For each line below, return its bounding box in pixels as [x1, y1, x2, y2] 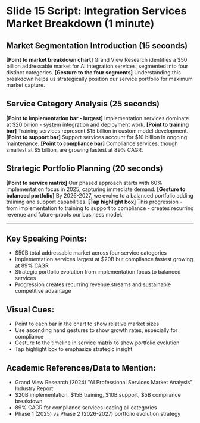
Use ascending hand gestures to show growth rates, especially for [14, 327, 178, 334]
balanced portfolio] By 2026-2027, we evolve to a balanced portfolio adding [6, 192, 194, 199]
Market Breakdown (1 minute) [6, 17, 155, 30]
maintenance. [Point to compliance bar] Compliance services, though [6, 140, 179, 147]
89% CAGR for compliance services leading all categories [14, 404, 157, 411]
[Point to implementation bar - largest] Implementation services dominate [6, 114, 189, 121]
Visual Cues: [6, 305, 55, 315]
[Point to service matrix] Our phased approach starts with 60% [6, 179, 162, 186]
